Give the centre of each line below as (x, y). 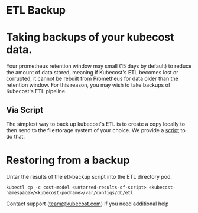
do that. (16, 136)
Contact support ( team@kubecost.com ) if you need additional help (87, 204)
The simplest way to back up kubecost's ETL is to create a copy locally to (95, 124)
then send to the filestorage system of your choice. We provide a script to (96, 130)
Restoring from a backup (68, 160)
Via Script (25, 110)
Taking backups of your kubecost (90, 37)
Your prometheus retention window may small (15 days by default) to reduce (99, 66)
